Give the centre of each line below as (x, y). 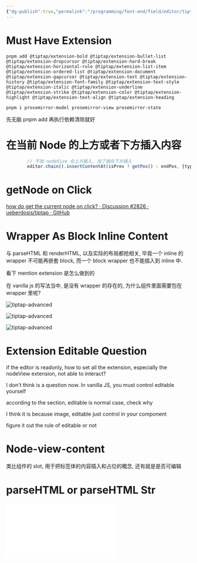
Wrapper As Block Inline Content (87, 236)
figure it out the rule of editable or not (51, 426)
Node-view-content (55, 449)
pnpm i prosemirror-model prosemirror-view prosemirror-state (84, 107)
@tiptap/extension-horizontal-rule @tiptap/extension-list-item (86, 66)
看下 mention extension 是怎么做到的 (50, 273)
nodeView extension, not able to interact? (56, 374)
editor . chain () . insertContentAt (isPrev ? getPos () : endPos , (103, 167)
